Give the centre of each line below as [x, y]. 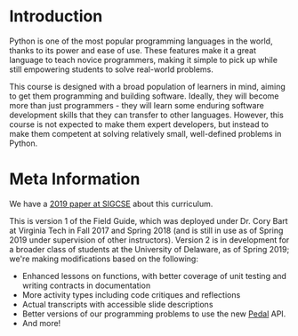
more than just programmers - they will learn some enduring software [137, 105]
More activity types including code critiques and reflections [131, 294]
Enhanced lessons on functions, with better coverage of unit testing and [154, 276]
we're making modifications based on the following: [104, 259]
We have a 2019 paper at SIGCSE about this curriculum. [111, 204]
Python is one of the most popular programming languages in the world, [141, 41]
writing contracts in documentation [86, 285]
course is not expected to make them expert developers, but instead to [139, 124]
